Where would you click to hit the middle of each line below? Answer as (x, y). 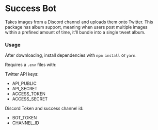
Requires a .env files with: (31, 65)
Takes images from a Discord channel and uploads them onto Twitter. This (79, 22)
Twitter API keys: (22, 74)
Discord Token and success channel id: (44, 108)
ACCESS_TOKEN (29, 94)
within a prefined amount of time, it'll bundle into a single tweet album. (75, 32)
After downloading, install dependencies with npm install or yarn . (71, 55)
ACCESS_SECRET (30, 99)
